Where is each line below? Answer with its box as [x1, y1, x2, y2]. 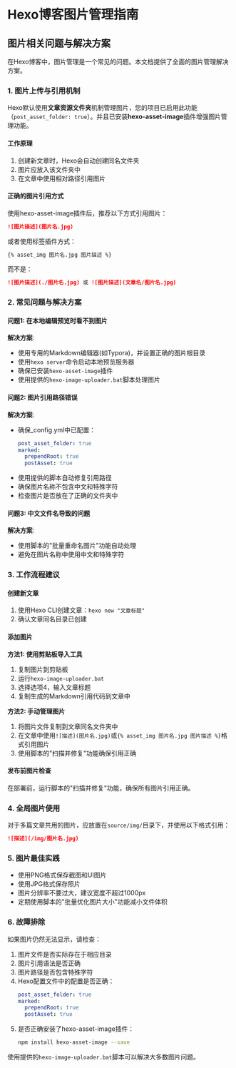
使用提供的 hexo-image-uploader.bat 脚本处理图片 [17, 375, 160, 384]
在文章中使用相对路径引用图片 [17, 174, 106, 183]
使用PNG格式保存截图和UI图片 [17, 871, 107, 880]
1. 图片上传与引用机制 [7, 86, 81, 96]
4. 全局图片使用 [7, 803, 61, 813]
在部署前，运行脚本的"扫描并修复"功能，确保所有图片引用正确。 [7, 783, 195, 792]
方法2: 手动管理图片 [7, 707, 66, 716]
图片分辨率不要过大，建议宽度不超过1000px [17, 889, 146, 897]
